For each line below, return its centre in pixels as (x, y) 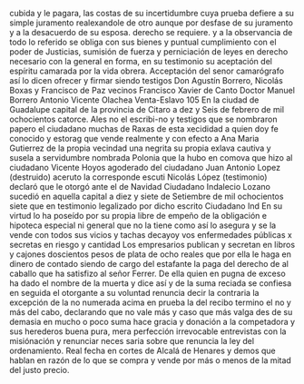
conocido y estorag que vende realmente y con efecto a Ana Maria (134, 138)
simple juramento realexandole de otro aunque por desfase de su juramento (151, 23)
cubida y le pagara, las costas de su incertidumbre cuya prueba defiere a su (152, 13)
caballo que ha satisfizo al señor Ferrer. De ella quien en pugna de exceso (147, 273)
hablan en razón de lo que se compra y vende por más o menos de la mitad (151, 360)
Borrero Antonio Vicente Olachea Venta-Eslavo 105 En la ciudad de (134, 100)
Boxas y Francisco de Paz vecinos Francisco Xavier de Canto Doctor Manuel (152, 90)
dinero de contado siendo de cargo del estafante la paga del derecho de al (149, 264)
